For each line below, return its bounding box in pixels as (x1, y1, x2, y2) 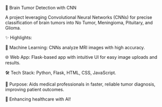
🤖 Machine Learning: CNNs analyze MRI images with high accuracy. (5, 45, 145, 50)
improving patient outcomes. (5, 87, 64, 92)
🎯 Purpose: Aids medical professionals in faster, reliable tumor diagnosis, (5, 81, 156, 87)
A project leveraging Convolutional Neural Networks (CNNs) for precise (5, 14, 152, 20)
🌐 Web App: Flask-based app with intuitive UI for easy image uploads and (5, 54, 157, 60)
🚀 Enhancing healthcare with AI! (5, 96, 71, 102)
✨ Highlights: (5, 35, 32, 40)
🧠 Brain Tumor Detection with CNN (5, 5, 76, 10)
